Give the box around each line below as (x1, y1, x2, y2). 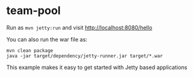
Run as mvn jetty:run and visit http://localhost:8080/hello (6, 24, 153, 31)
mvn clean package (6, 47, 53, 54)
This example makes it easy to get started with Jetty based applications (6, 64, 187, 71)
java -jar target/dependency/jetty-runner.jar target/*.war (6, 53, 164, 59)
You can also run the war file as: (6, 35, 88, 43)
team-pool (6, 4, 61, 18)
